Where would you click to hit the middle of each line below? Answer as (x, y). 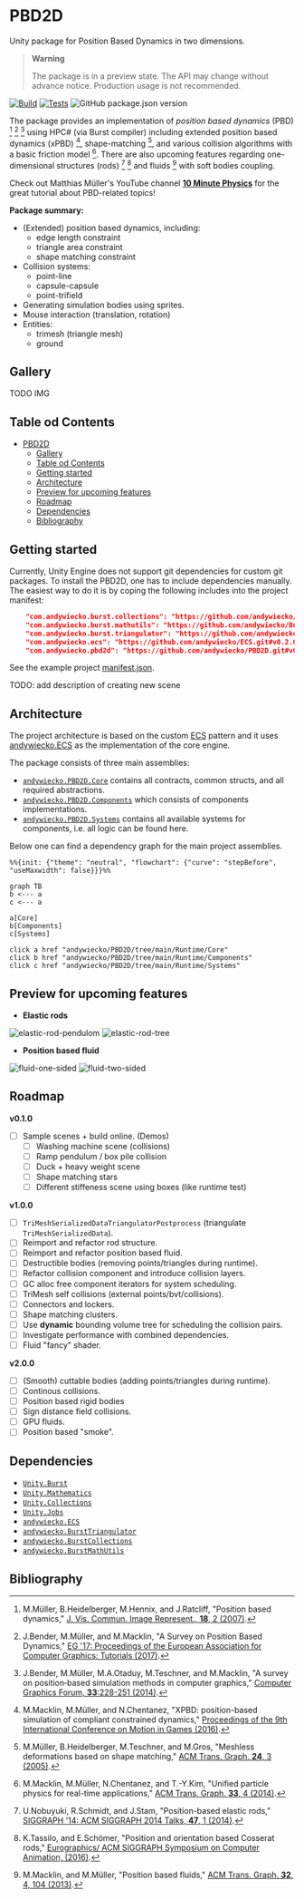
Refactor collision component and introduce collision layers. (134, 1274)
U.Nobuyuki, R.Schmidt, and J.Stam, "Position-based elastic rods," (147, 1810)
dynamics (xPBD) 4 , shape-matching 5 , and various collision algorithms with (151, 142)
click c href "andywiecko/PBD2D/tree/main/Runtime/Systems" (125, 966)
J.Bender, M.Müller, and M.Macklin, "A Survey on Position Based (142, 1636)
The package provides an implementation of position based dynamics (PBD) (152, 121)
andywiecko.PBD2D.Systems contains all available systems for (134, 819)
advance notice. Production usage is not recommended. (136, 85)
